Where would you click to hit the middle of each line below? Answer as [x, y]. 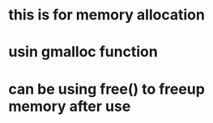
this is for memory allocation [106, 15]
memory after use [70, 106]
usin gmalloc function [83, 52]
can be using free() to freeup [106, 89]
